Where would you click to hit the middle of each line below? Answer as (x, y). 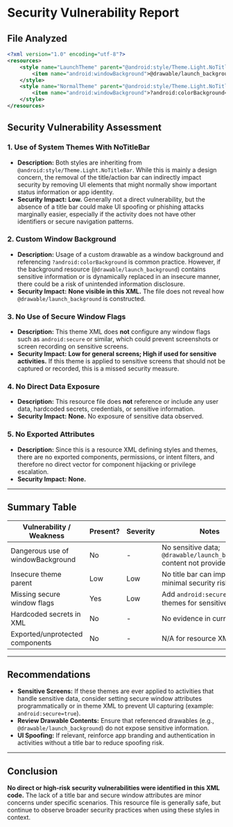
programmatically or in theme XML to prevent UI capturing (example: (115, 706)
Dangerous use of (40, 551)
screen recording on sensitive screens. (73, 347)
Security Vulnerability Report (93, 13)
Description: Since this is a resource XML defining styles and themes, (118, 450)
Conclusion (33, 771)
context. (19, 817)
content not (181, 563)
